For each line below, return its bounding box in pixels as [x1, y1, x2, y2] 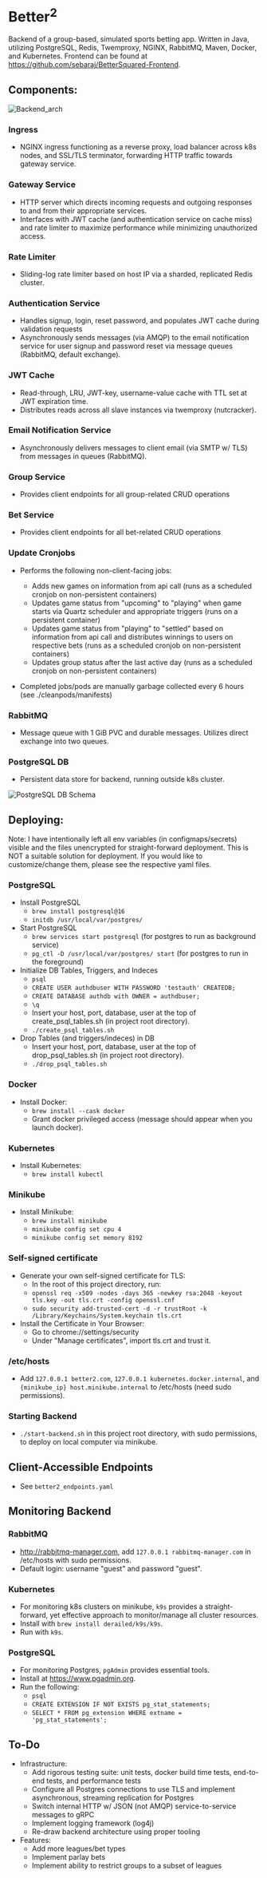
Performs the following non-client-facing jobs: [19, 565, 172, 575]
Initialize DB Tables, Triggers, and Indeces [19, 965, 158, 975]
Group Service [8, 471, 65, 482]
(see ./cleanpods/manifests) [19, 690, 113, 699]
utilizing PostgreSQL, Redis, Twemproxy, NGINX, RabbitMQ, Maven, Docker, [8, 43, 257, 53]
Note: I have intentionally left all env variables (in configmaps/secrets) [8, 834, 238, 844]
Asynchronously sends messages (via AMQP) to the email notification [19, 333, 249, 343]
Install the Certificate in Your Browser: [19, 1318, 145, 1328]
